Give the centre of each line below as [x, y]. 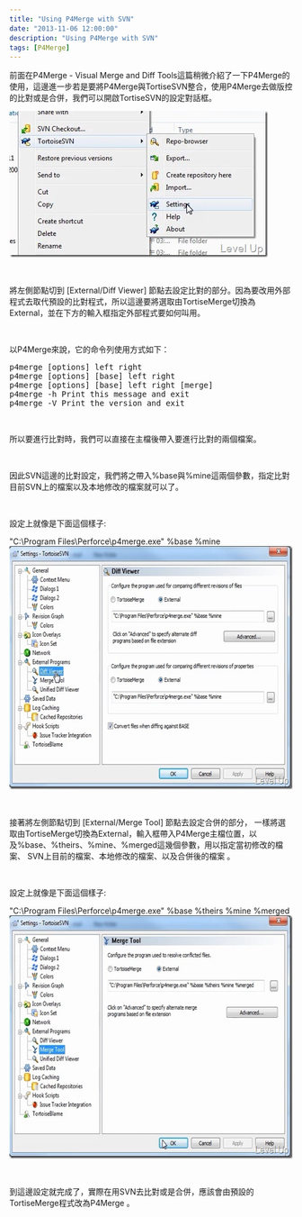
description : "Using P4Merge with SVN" [84, 38]
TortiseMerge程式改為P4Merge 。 [72, 1203]
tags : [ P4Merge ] [40, 48]
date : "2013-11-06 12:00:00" [64, 28]
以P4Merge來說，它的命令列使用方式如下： [89, 350]
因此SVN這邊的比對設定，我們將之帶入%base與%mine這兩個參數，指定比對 [150, 476]
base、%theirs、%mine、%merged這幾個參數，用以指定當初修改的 [150, 845]
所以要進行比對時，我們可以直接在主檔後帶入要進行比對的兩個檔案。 [135, 439]
